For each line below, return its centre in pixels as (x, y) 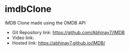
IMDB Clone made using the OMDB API (45, 23)
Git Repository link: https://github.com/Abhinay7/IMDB (68, 32)
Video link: (23, 38)
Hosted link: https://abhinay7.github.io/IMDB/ (58, 43)
